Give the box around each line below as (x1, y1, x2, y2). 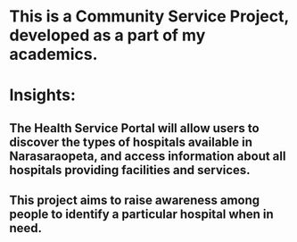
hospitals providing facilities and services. (9, 163, 252, 178)
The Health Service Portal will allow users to (9, 121, 260, 136)
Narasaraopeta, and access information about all (9, 148, 286, 163)
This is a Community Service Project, (9, 6, 290, 27)
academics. (9, 45, 98, 64)
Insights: (9, 85, 76, 105)
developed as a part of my (9, 25, 206, 46)
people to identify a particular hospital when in (9, 207, 274, 222)
